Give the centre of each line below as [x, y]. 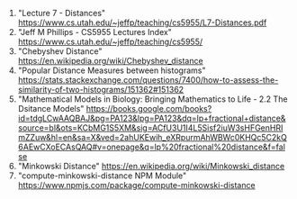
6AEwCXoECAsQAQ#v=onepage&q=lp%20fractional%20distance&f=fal [152, 147]
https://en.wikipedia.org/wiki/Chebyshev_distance [111, 61]
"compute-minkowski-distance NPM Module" [102, 176]
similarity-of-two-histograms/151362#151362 [101, 90]
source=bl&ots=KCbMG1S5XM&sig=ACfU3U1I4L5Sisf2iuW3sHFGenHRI [150, 128]
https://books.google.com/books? [149, 109]
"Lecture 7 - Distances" [62, 13]
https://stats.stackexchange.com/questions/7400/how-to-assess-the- [148, 80]
